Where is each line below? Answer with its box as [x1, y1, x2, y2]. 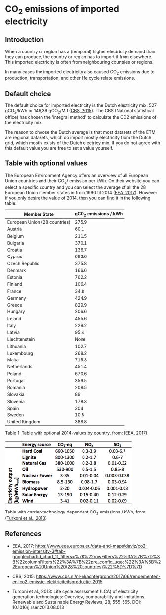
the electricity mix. [5, 120, 43, 125]
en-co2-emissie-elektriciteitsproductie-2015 [12, 578, 103, 585]
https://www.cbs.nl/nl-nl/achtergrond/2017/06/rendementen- [36, 573, 161, 579]
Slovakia [7, 391, 25, 397]
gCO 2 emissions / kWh [75, 211, 123, 218]
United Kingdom [7, 419, 41, 425]
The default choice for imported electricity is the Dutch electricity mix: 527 [5, 102, 157, 108]
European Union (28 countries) [7, 219, 71, 225]
